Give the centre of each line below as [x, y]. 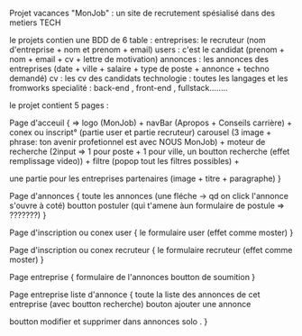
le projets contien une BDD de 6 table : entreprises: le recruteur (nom [137, 40]
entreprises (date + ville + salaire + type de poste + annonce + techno [140, 68]
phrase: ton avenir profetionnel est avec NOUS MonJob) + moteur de [137, 142]
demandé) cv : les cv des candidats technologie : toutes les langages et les [149, 78]
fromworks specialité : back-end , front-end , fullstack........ [119, 88]
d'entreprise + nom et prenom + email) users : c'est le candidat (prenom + [147, 50]
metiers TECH [35, 23]
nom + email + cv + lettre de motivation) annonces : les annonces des [139, 59]
